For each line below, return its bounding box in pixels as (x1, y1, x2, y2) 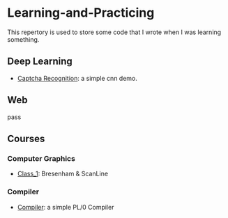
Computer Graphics (7, 153, 75, 163)
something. (7, 35, 40, 43)
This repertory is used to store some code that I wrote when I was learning (7, 28, 222, 36)
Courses (7, 132, 45, 144)
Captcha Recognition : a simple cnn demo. (17, 74, 138, 82)
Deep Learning (7, 56, 73, 68)
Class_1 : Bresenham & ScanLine (17, 169, 109, 178)
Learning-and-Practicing (7, 5, 155, 21)
